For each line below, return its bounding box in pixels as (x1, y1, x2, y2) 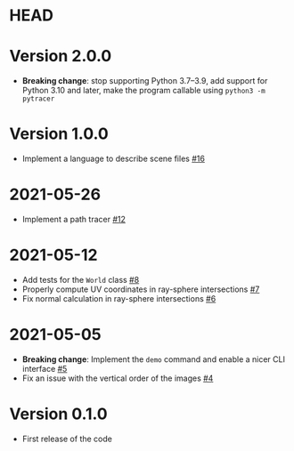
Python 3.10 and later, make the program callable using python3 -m (21, 85, 265, 96)
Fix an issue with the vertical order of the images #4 (21, 373, 214, 383)
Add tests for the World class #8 (21, 274, 140, 285)
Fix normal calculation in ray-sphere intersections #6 (21, 293, 216, 303)
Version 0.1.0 (9, 404, 109, 424)
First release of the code (21, 433, 113, 444)
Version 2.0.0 (9, 46, 112, 67)
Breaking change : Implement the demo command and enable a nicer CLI (21, 353, 285, 365)
